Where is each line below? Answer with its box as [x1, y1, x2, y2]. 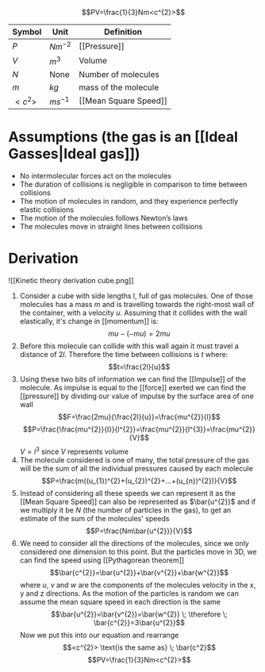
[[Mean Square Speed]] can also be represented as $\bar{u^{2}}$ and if [19, 497, 256, 506]
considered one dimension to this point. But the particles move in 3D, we [19, 547, 257, 556]
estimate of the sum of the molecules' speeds [19, 513, 170, 523]
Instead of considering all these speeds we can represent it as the [19, 488, 236, 497]
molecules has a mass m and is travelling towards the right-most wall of [19, 299, 255, 309]
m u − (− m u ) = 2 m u [108, 328, 171, 338]
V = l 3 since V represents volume [19, 445, 129, 456]
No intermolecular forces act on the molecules [19, 171, 172, 180]
